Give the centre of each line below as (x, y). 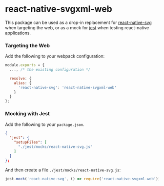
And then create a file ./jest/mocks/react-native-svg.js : (63, 170)
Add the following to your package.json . (45, 124)
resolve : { (20, 78)
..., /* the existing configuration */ (50, 70)
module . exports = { (25, 65)
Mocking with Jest (28, 114)
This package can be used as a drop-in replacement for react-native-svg (79, 22)
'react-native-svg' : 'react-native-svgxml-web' (67, 87)
